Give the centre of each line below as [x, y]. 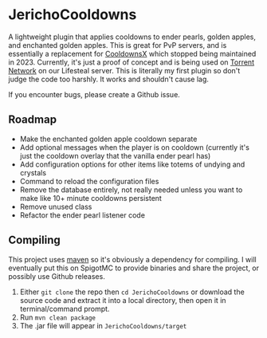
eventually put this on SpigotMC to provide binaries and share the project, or [134, 268]
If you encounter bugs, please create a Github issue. [94, 94]
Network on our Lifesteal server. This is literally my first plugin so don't [124, 70]
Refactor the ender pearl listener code [82, 215]
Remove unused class [56, 206]
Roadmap [33, 120]
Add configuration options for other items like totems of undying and [132, 164]
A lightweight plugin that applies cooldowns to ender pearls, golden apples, [132, 37]
